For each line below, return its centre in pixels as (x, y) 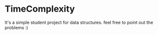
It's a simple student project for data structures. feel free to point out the (79, 22)
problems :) (16, 27)
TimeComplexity (40, 9)
